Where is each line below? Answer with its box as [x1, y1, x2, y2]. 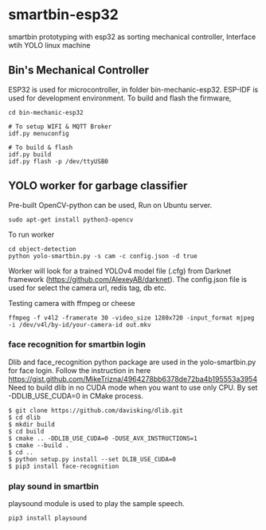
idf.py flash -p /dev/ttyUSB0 [8, 157, 109, 165]
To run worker [8, 230, 54, 239]
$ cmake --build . [8, 441, 69, 450]
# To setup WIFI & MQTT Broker [8, 122, 112, 131]
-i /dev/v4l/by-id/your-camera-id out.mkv [8, 320, 151, 328]
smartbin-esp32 [8, 6, 119, 24]
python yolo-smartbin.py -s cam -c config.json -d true [8, 252, 198, 260]
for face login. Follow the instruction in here [8, 365, 151, 375]
